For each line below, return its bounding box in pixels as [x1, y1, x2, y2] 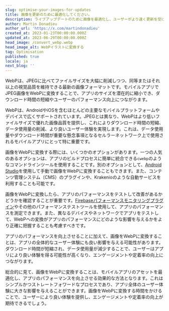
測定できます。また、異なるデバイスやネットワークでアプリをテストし [14, 210, 159, 216]
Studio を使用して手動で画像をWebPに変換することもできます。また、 [5, 168, 149, 174]
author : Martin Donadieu [5, 21, 57, 27]
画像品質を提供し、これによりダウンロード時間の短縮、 [49, 120, 164, 126]
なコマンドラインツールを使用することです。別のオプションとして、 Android [5, 162, 162, 168]
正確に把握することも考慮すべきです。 [9, 223, 89, 229]
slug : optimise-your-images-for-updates [5, 7, 92, 13]
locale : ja [5, 59, 28, 64]
